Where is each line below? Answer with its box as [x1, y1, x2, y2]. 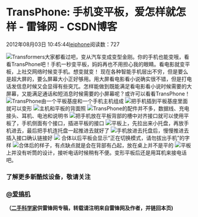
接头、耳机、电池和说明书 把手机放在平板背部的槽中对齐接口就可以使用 [6, 112, 184, 119]
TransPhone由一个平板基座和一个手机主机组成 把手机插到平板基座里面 [12, 97, 189, 104]
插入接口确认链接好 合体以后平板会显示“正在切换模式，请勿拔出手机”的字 [6, 134, 190, 142]
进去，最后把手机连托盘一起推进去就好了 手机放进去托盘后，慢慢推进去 [11, 127, 189, 134]
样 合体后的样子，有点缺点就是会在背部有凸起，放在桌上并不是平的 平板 [6, 142, 192, 149]
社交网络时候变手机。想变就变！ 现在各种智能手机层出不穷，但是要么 [21, 68, 189, 75]
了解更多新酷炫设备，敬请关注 [6, 172, 91, 180]
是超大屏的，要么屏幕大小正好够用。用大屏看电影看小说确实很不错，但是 [6, 75, 181, 83]
